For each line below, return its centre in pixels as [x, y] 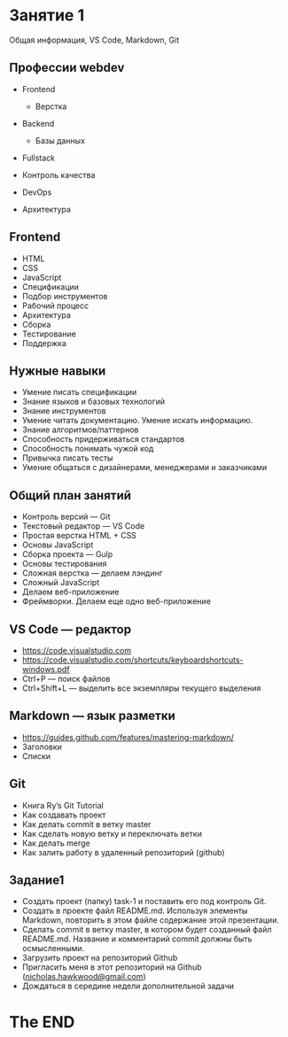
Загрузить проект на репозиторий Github [100, 958]
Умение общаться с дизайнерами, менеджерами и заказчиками [144, 468]
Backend [38, 123]
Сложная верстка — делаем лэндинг [92, 573]
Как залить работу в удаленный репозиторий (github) [123, 852]
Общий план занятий [70, 495]
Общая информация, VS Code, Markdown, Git [94, 40]
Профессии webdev [67, 68]
